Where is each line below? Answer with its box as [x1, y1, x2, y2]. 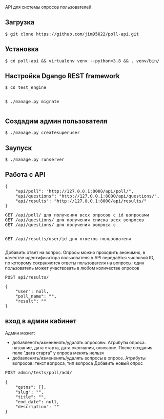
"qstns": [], [15, 384, 46, 390]
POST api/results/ [5, 274, 49, 280]
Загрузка [5, 18, 35, 26]
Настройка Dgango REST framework [5, 72, 120, 80]
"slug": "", [15, 389, 44, 395]
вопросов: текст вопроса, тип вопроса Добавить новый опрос [12, 360, 143, 366]
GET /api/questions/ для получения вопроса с [5, 222, 116, 228]
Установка [5, 45, 39, 53]
